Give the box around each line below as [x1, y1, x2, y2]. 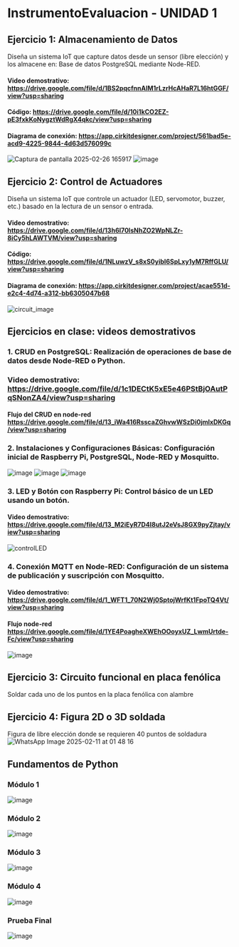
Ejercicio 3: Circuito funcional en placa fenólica [7, 671, 221, 683]
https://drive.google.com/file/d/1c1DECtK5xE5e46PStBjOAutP [7, 384, 228, 394]
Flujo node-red [7, 619, 52, 628]
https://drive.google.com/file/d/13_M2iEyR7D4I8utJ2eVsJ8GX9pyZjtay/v [7, 521, 231, 529]
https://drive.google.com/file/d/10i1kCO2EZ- [32, 108, 169, 116]
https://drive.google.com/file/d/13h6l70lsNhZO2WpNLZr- [7, 226, 184, 235]
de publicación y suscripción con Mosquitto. [7, 570, 165, 580]
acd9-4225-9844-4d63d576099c [7, 139, 112, 148]
